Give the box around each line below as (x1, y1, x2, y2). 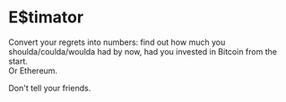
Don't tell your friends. (8, 82, 91, 93)
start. (8, 55, 29, 66)
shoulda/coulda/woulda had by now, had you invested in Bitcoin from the (8, 46, 277, 56)
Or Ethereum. (8, 65, 58, 76)
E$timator (8, 7, 84, 28)
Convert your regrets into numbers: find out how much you (8, 37, 226, 47)
